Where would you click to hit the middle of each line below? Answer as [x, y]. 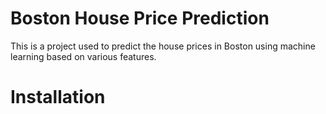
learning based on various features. [83, 56]
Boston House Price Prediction [140, 18]
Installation [58, 97]
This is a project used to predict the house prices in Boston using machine [163, 46]
